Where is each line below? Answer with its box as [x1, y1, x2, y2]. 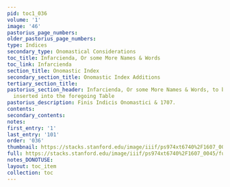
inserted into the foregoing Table [13, 93, 115, 100]
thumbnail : [7, 144, 38, 151]
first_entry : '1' [7, 125, 57, 132]
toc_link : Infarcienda [7, 61, 72, 68]
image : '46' [7, 23, 41, 29]
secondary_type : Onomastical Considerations [7, 49, 136, 55]
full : [7, 150, 23, 158]
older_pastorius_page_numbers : [7, 36, 97, 42]
